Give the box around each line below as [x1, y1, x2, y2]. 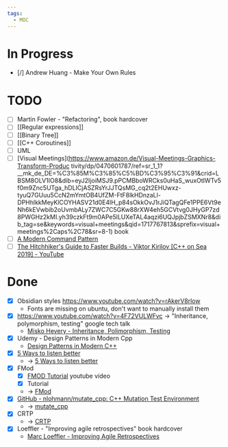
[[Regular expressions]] [16, 123, 84, 131]
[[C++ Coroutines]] [16, 138, 72, 147]
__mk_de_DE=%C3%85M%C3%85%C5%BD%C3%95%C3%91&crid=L [16, 169, 220, 177]
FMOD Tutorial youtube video [27, 372, 111, 380]
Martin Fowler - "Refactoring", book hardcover [16, 115, 149, 123]
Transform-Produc [16, 162, 70, 170]
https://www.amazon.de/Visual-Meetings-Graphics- [68, 154, 216, 162]
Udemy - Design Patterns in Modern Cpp [16, 334, 133, 342]
